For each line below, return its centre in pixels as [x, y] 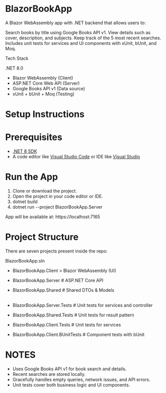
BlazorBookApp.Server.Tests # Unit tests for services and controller [82, 305]
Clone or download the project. [45, 191]
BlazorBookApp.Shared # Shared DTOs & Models [63, 290]
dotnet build [25, 202]
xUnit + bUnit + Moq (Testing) [43, 94]
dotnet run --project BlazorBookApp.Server [57, 207]
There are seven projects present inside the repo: [56, 251]
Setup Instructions [45, 114]
